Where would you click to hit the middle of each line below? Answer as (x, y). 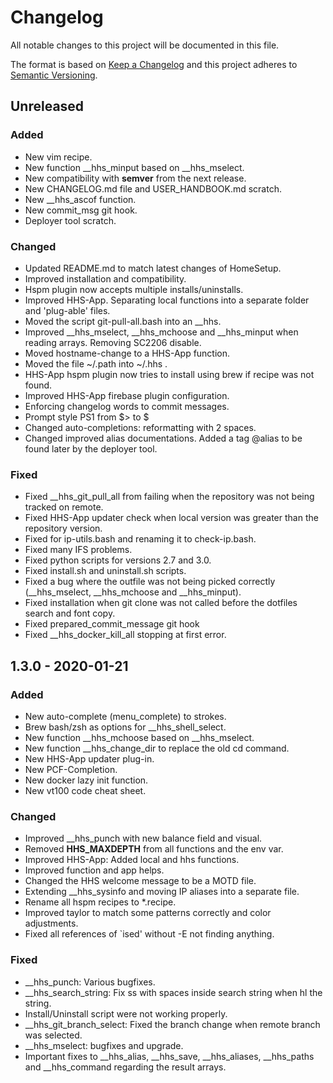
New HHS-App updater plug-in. (89, 758)
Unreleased (47, 106)
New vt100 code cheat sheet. (85, 790)
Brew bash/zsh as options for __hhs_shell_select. (125, 727)
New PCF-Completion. (71, 769)
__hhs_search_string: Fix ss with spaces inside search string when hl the (173, 992)
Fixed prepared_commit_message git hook (112, 624)
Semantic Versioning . (54, 75)
